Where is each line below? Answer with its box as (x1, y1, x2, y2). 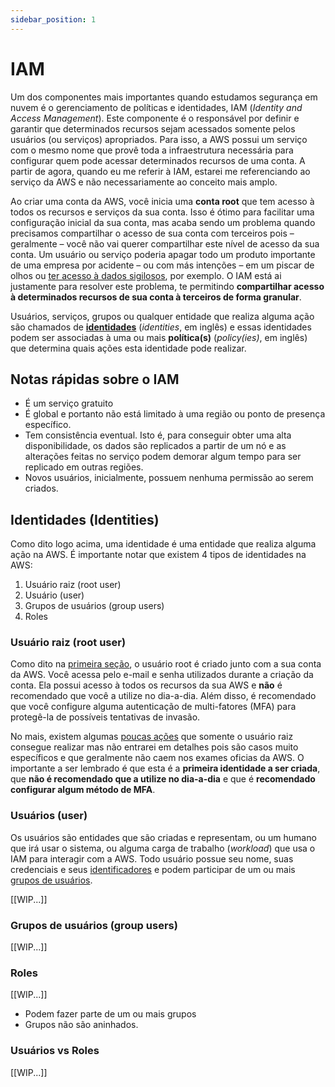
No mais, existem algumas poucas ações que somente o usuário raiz (10, 731, 294, 743)
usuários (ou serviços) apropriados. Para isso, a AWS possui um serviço (10, 133, 308, 145)
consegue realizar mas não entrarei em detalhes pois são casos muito (10, 741, 299, 753)
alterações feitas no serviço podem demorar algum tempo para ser (24, 451, 302, 463)
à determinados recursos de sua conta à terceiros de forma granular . (10, 291, 302, 303)
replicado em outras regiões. (24, 461, 144, 473)
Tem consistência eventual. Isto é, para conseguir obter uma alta (24, 429, 292, 441)
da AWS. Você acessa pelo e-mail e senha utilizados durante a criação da (10, 669, 314, 681)
